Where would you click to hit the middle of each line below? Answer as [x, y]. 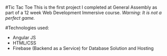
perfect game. [20, 18]
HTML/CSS [24, 43]
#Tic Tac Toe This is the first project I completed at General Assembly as [81, 7]
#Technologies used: [27, 28]
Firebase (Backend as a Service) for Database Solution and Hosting [83, 48]
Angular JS [24, 38]
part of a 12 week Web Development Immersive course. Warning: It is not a [83, 13]
